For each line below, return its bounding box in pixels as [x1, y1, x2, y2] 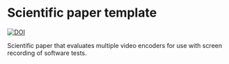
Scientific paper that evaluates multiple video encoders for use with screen [7, 41, 223, 49]
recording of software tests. [7, 49, 87, 57]
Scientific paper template [7, 5, 157, 21]
